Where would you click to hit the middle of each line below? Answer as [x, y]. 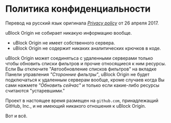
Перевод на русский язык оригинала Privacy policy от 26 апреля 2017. [82, 23]
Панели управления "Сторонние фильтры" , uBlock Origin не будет [78, 74]
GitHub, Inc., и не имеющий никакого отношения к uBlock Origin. [76, 106]
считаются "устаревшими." [35, 90]
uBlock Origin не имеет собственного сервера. [64, 43]
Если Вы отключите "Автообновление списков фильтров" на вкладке [81, 69]
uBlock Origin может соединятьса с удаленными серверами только [79, 58]
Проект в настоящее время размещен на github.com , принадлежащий [82, 101]
